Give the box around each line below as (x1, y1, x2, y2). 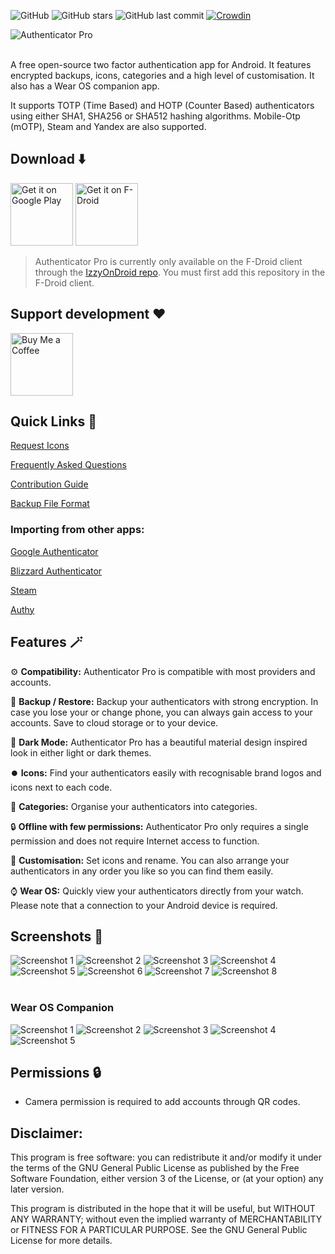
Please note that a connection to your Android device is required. (10, 899, 278, 911)
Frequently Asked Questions (10, 459, 127, 471)
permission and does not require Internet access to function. (10, 835, 260, 847)
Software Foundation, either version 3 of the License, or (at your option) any (10, 1173, 324, 1185)
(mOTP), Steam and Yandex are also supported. (10, 121, 207, 132)
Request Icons (10, 440, 70, 452)
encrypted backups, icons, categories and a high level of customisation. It (10, 70, 315, 81)
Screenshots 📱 (10, 928, 104, 945)
